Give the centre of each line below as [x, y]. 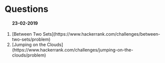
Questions [26, 9]
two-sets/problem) [31, 39]
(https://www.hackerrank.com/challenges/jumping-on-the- [73, 50]
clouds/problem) [29, 55]
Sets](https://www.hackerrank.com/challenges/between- [101, 34]
